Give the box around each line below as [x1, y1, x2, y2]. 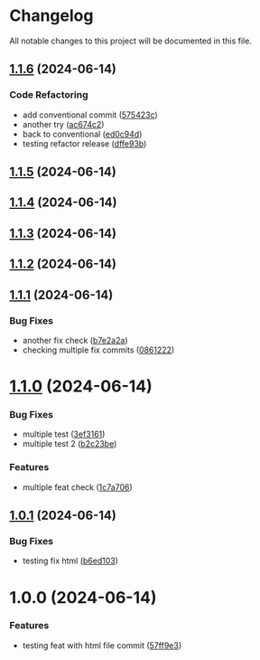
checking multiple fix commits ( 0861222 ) [22, 344, 175, 355]
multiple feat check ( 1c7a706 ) [22, 481, 133, 493]
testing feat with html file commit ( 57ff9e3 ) [22, 639, 182, 651]
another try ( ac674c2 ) [22, 118, 105, 129]
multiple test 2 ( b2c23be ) [22, 438, 117, 449]
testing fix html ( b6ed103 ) [22, 555, 119, 566]
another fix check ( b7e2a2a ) [22, 335, 128, 345]
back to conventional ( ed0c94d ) [22, 128, 143, 139]
